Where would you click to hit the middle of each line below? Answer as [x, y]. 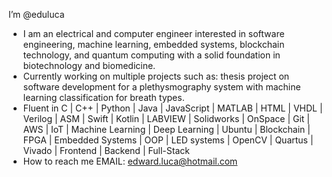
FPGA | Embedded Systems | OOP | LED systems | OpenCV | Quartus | [168, 140]
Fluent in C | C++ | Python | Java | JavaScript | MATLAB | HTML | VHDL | [172, 108]
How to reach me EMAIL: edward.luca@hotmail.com [130, 161]
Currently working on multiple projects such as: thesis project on [156, 76]
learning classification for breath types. [103, 97]
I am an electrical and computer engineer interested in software [153, 33]
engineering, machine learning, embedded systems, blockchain [153, 44]
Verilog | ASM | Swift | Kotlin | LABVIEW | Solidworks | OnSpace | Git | [166, 118]
